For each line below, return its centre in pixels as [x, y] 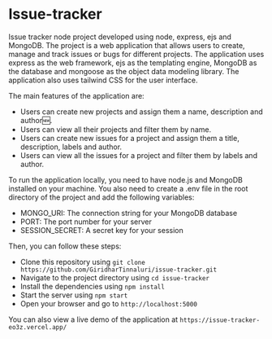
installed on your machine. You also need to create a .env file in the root [128, 188]
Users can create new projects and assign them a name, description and [141, 112]
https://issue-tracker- [220, 320]
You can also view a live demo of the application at [93, 319]
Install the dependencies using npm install [92, 286]
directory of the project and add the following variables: [101, 197]
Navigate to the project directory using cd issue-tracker [114, 277]
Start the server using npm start [74, 295]
